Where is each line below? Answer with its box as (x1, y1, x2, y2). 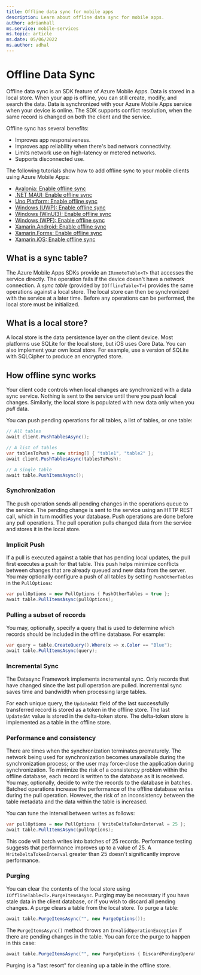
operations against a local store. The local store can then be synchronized (6, 288, 189, 295)
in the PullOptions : (6, 579, 53, 586)
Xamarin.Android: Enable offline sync (14, 223, 106, 230)
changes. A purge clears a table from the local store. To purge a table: (6, 904, 179, 912)
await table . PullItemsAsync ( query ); (6, 647, 98, 654)
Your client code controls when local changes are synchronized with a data (6, 386, 191, 394)
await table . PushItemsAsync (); (6, 472, 84, 479)
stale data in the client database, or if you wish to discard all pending (6, 898, 176, 905)
